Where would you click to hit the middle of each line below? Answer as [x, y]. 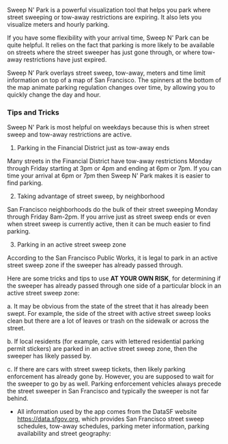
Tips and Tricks [33, 112]
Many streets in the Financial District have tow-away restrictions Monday [110, 161]
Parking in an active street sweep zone [71, 245]
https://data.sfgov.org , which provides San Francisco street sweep [111, 419]
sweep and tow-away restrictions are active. [69, 135]
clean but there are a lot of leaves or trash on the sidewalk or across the [108, 321]
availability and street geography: [64, 434]
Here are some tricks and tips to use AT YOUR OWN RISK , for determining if [114, 279]
